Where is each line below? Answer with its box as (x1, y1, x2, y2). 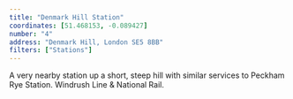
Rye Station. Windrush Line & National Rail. (9, 80, 165, 90)
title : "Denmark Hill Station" (9, 12, 124, 22)
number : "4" (9, 29, 53, 38)
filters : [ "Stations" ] (9, 46, 93, 55)
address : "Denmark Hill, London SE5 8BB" (9, 37, 164, 47)
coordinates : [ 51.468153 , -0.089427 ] (9, 21, 148, 30)
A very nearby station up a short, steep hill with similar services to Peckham (9, 70, 285, 80)
